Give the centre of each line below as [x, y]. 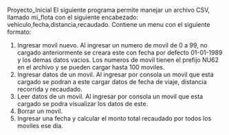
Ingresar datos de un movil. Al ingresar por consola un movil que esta [116, 74]
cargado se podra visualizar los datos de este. [83, 104]
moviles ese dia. [40, 126]
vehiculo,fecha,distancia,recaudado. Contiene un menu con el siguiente [109, 24]
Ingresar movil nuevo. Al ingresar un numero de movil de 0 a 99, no [112, 45]
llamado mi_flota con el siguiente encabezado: [73, 17]
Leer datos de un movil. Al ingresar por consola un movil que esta [110, 96]
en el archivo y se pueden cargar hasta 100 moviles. [91, 67]
